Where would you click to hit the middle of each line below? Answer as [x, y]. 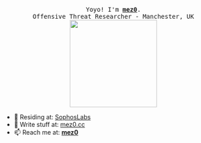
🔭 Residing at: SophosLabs [52, 117]
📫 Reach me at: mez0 [46, 132]
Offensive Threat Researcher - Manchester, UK [113, 16]
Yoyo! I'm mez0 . [113, 9]
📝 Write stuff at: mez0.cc [49, 125]
